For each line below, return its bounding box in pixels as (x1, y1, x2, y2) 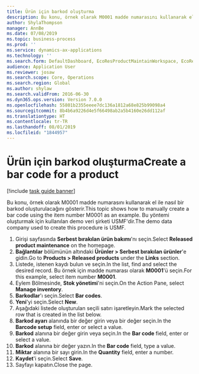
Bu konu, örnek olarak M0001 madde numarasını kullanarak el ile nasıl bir (6, 199, 184, 206)
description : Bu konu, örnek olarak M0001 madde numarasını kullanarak (6, 14, 187, 20)
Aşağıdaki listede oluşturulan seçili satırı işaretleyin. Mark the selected (15, 304, 185, 311)
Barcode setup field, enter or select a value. (15, 323, 123, 330)
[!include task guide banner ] (6, 187, 76, 194)
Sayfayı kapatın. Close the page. (15, 361, 93, 368)
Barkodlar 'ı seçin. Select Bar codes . (15, 292, 103, 299)
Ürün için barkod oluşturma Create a (6, 155, 187, 169)
